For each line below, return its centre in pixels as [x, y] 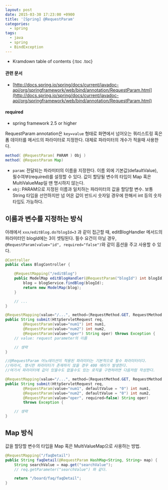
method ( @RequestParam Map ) [34, 160]
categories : [17, 24]
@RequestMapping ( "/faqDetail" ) [38, 455]
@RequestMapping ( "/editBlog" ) [46, 274]
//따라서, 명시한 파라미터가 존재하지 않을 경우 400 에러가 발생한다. [66, 365]
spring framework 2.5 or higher [44, 123]
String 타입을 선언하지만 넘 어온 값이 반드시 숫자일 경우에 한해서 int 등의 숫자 [87, 195]
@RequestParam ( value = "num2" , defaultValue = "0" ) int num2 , [87, 393]
